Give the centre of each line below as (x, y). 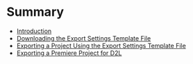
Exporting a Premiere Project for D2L (69, 53)
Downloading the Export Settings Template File (84, 38)
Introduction (34, 31)
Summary (35, 12)
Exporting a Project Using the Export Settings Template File (101, 45)
